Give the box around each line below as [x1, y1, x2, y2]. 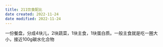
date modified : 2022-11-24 [5, 16, 61, 21]
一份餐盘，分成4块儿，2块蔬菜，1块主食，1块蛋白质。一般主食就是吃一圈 [5, 30, 154, 36]
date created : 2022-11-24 [5, 12, 59, 17]
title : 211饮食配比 [5, 7, 43, 12]
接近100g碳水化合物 [13, 36, 55, 42]
